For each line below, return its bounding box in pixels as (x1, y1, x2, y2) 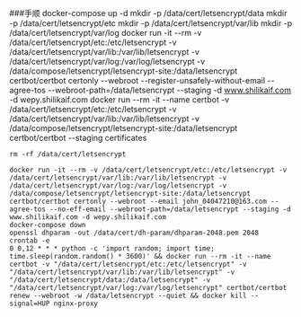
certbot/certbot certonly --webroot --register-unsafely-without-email (9, 75, 266, 85)
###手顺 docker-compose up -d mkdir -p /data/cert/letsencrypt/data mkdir (9, 8, 288, 18)
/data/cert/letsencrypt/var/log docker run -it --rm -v (9, 28, 202, 38)
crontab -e (9, 236, 50, 245)
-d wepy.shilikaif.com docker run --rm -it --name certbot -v (9, 94, 230, 105)
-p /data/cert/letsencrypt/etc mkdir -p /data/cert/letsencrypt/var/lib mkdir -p (9, 18, 293, 29)
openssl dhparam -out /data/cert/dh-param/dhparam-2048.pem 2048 (9, 228, 259, 237)
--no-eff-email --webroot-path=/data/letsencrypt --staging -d (49, 205, 292, 214)
